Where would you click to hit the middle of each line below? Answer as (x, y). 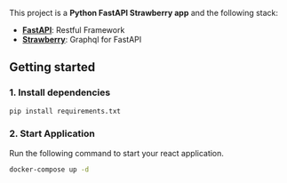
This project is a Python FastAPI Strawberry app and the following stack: (143, 13)
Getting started (52, 67)
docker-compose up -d (49, 169)
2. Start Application (52, 134)
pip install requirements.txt (65, 111)
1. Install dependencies (60, 92)
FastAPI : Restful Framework (73, 30)
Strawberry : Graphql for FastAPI (82, 40)
